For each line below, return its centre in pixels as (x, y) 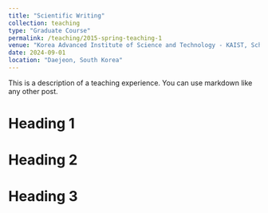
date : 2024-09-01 (37, 53)
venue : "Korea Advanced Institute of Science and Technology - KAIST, (128, 45)
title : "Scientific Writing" (57, 16)
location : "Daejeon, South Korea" (66, 61)
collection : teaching (44, 23)
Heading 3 (43, 197)
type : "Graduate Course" (49, 30)
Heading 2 (43, 160)
